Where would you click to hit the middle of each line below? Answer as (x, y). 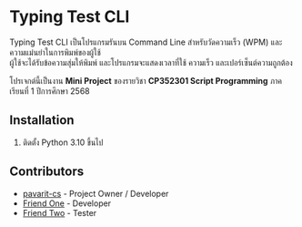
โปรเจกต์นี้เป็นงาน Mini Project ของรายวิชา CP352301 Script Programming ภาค (146, 80)
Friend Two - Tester (60, 212)
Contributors (47, 172)
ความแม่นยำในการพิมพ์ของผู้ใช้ (55, 52)
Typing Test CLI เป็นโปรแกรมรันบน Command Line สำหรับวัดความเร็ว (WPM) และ (146, 42)
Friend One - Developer (67, 203)
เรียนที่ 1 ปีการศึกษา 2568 (50, 91)
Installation (42, 120)
